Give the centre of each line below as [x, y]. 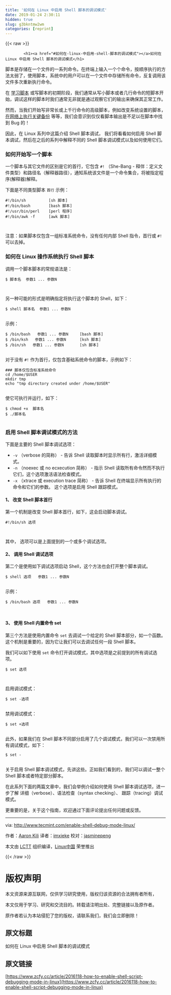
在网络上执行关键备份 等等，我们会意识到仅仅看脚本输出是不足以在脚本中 [82, 116]
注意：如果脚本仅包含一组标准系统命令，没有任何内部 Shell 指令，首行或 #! [84, 236]
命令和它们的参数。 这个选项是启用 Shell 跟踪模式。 [66, 487]
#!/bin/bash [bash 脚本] [39, 206]
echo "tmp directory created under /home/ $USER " [58, 383]
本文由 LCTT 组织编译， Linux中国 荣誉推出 [50, 846]
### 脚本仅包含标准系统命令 [31, 370]
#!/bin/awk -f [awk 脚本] [38, 217]
